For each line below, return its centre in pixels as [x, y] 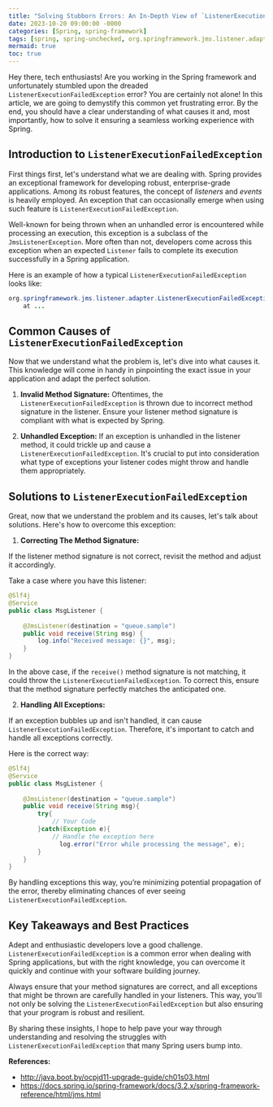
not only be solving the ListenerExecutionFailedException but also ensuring [136, 1004]
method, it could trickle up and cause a [86, 445]
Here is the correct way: [49, 754]
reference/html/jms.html [61, 1095]
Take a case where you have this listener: [78, 581]
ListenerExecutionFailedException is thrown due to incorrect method [136, 403]
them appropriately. [53, 471]
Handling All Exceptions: [63, 705]
